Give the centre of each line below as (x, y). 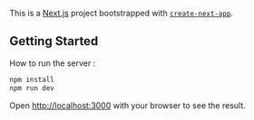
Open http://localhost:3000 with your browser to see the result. (128, 105)
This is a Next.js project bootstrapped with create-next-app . (122, 13)
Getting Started (54, 41)
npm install (32, 79)
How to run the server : (53, 63)
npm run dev (32, 88)
